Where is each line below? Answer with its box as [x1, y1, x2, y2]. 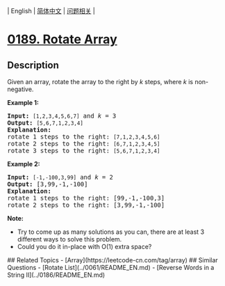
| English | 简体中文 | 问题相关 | [7, 7, 95, 15]
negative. [7, 85, 34, 93]
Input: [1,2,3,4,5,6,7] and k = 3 [7, 112, 117, 120]
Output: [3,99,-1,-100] [7, 180, 88, 188]
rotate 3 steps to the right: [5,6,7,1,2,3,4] [7, 147, 160, 154]
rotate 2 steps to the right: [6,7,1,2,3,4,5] [7, 140, 160, 148]
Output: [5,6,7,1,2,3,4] [7, 119, 83, 127]
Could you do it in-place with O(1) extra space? [17, 243, 152, 251]
